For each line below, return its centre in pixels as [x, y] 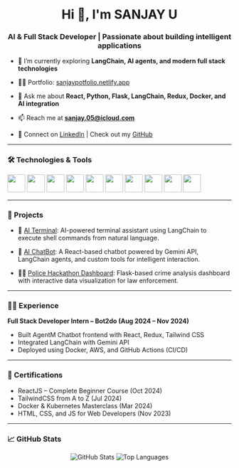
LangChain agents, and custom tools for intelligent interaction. [109, 260]
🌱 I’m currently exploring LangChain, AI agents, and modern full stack [121, 61]
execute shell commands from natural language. [88, 238]
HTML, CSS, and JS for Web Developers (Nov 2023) [94, 413]
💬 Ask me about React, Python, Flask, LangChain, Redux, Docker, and [122, 96]
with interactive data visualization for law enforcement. [98, 281]
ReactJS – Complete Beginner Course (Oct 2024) [90, 390]
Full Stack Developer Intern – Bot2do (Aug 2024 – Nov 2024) [99, 321]
